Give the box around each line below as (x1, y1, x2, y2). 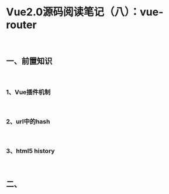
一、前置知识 (6, 56, 53, 66)
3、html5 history (6, 147, 55, 155)
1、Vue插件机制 (6, 88, 51, 96)
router (6, 18, 37, 32)
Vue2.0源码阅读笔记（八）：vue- (6, 5, 164, 19)
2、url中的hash (6, 117, 50, 125)
